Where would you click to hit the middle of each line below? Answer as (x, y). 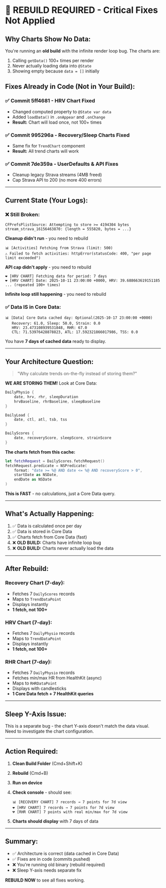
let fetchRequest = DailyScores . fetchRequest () (55, 461)
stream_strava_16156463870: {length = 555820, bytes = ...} (68, 229)
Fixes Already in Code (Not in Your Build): (70, 87)
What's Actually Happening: (50, 514)
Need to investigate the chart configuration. (49, 731)
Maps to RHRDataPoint (34, 683)
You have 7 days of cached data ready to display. (56, 342)
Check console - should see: (42, 792)
